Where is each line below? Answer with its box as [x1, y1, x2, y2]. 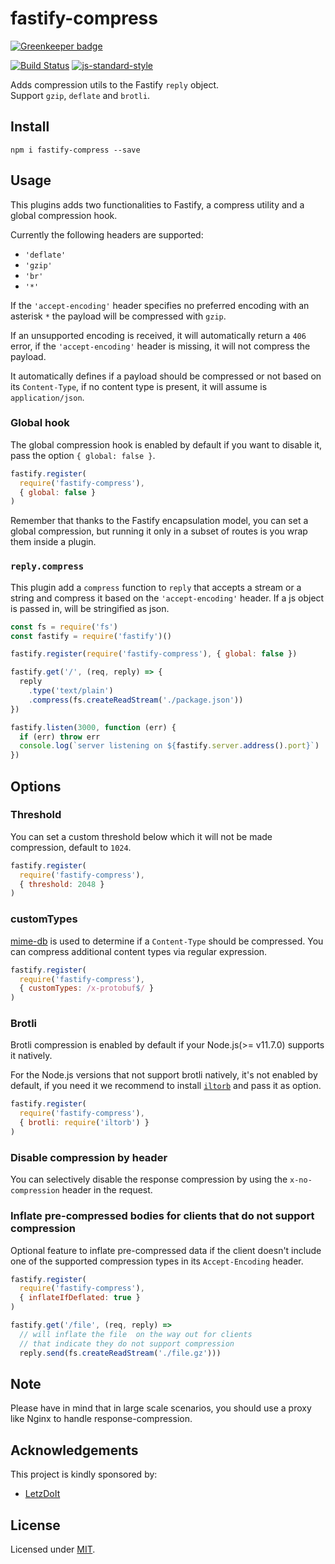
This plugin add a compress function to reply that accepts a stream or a [10, 581, 302, 593]
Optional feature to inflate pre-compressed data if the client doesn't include [10, 1244, 322, 1256]
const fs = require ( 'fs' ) [10, 622, 118, 632]
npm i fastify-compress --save [10, 145, 141, 155]
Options [10, 778, 62, 795]
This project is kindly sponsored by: [10, 1468, 158, 1481]
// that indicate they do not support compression [19, 1338, 235, 1349]
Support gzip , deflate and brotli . [10, 89, 151, 101]
